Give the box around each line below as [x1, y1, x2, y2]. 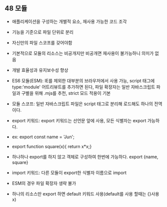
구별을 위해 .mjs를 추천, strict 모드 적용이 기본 [21, 90, 111, 96]
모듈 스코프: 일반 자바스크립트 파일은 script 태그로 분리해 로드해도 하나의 [11, 101, 153, 107]
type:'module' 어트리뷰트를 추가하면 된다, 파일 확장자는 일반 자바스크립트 [11, 84, 155, 90]
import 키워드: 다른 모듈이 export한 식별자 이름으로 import [11, 170, 127, 176]
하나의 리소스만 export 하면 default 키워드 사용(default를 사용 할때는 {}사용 [11, 191, 159, 197]
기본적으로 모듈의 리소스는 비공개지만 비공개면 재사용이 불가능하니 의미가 [11, 50, 154, 56]
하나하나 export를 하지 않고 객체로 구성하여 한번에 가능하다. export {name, [11, 154, 158, 160]
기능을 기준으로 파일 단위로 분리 [11, 29, 73, 35]
